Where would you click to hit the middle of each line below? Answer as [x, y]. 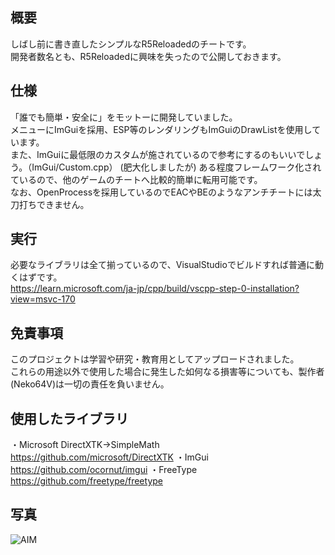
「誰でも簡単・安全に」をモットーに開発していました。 [124, 117]
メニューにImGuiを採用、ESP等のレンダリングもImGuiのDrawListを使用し [161, 129]
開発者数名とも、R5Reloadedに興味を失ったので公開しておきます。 [148, 56]
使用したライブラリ [69, 418]
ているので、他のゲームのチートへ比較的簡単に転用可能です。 [136, 179]
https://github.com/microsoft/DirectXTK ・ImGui [109, 457]
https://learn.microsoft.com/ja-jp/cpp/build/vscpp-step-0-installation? [155, 289]
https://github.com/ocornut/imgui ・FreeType [104, 470]
